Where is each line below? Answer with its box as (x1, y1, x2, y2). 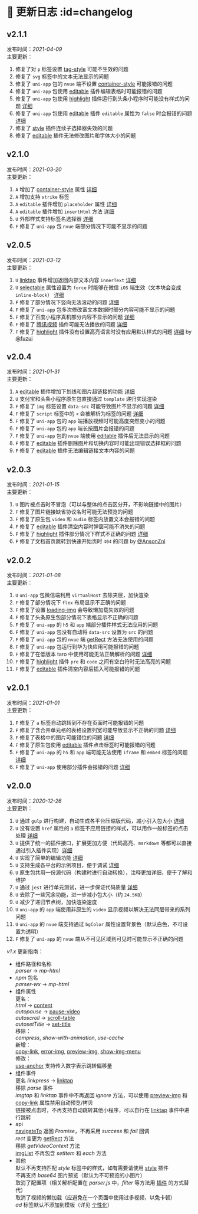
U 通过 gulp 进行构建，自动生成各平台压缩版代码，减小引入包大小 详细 (15, 817, 184, 824)
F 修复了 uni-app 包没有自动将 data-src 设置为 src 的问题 (15, 629, 154, 636)
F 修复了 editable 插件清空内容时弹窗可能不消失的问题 (15, 523, 146, 530)
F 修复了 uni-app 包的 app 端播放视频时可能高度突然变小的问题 (15, 417, 166, 425)
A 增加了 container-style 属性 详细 (15, 185, 97, 192)
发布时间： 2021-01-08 (6, 572, 61, 579)
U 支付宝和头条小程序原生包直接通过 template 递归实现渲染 (15, 395, 158, 403)
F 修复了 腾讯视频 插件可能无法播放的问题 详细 (15, 320, 127, 328)
